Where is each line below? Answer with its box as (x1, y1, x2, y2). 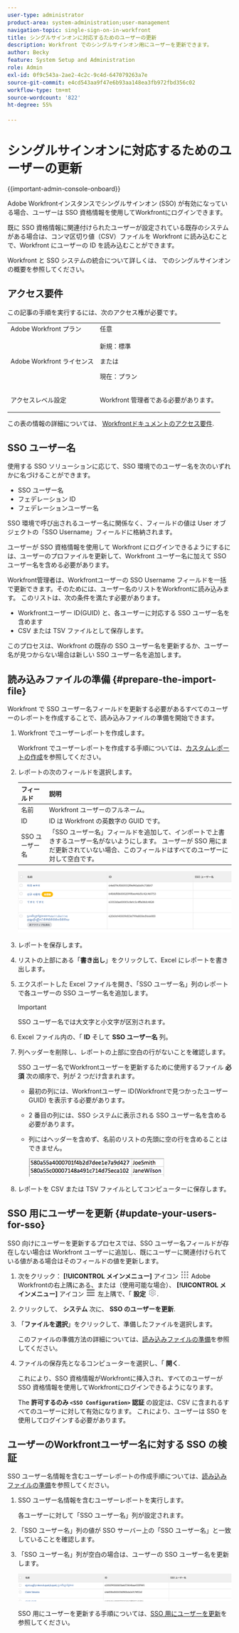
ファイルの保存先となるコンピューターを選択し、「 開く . (17, 1358, 181, 1367)
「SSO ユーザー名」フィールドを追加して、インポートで (48, 828, 213, 836)
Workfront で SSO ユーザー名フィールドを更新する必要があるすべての (7, 705, 210, 713)
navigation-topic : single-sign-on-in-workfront (7, 26, 152, 33)
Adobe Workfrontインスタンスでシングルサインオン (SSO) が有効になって (7, 199, 222, 208)
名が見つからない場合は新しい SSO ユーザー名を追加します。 (7, 651, 185, 659)
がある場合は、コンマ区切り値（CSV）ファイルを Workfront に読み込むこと (7, 232, 228, 240)
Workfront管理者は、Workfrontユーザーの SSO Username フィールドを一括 (7, 576, 227, 585)
